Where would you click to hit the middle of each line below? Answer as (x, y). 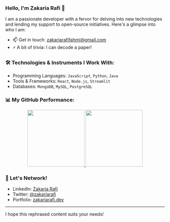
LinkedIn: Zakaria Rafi (35, 189)
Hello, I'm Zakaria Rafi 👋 (35, 8)
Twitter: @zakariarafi (34, 194)
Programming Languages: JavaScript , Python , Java (65, 76)
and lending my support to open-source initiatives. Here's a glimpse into (80, 24)
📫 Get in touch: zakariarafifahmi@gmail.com (59, 40)
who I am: (15, 30)
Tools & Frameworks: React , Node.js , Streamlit (61, 81)
